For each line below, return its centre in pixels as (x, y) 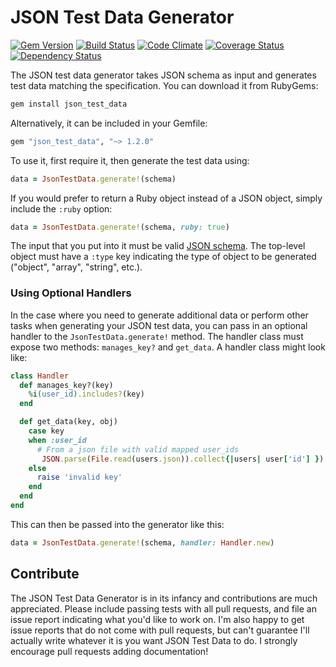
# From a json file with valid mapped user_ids (138, 449)
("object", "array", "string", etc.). (76, 267)
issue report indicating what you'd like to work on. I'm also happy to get (157, 619)
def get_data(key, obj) (68, 422)
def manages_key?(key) (66, 385)
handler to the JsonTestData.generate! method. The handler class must (157, 336)
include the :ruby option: (61, 208)
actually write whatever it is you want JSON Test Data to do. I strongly (154, 640)
